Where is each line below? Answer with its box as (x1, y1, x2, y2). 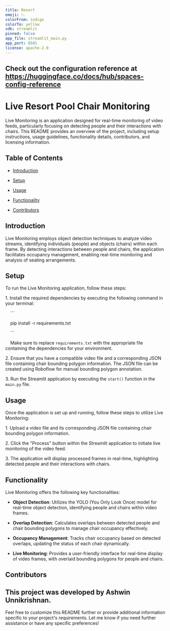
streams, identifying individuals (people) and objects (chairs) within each (5, 241, 157, 247)
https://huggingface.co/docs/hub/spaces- (5, 72, 144, 81)
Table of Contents (5, 154, 63, 163)
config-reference (5, 80, 61, 89)
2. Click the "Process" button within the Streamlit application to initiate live (5, 440, 161, 446)
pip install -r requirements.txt (10, 320, 71, 326)
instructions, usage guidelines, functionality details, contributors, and (5, 134, 150, 140)
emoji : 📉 (5, 12, 25, 17)
